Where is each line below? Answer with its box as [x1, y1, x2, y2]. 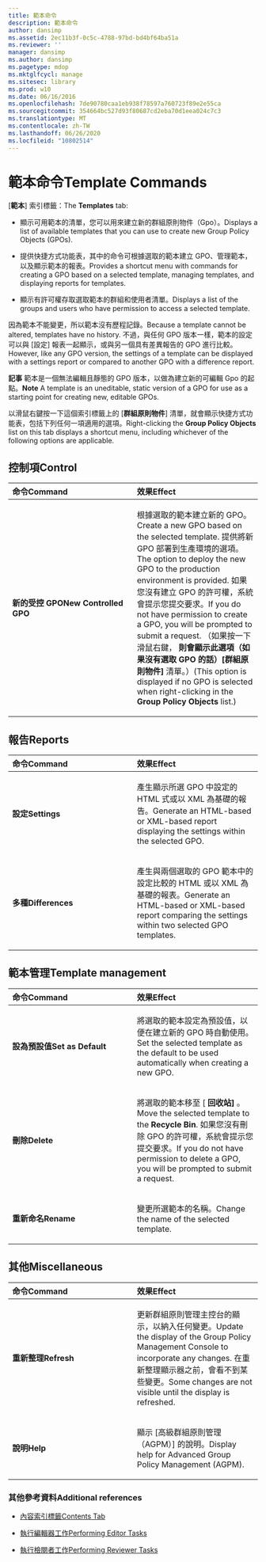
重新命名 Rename [12, 1213, 76, 1224]
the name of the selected [137, 1213, 230, 1224]
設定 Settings [12, 808, 61, 819]
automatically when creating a [137, 1057, 249, 1068]
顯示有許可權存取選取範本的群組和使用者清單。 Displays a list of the [19, 295, 239, 305]
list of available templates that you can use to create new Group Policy [19, 226, 249, 236]
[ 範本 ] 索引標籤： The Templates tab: [8, 201, 128, 211]
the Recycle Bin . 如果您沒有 [137, 1119, 240, 1130]
